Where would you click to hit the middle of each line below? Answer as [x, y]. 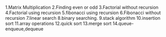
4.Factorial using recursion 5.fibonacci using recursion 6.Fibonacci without [83, 13]
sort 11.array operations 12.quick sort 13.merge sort [58, 23]
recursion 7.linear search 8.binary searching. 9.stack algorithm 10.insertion [83, 18]
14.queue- [123, 23]
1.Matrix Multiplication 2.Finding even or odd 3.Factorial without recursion [82, 7]
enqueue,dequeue [25, 29]
